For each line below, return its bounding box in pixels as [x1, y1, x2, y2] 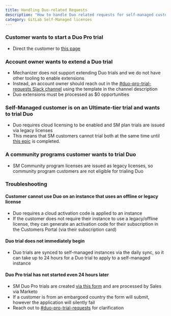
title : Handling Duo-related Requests [5, 7, 88, 13]
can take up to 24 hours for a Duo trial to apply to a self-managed [12, 254, 151, 260]
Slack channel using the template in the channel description [32, 86, 158, 92]
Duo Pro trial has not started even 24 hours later [5, 272, 109, 278]
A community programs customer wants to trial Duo [5, 151, 136, 158]
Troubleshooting [5, 180, 47, 188]
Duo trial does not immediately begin [5, 238, 85, 244]
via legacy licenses [12, 127, 53, 134]
